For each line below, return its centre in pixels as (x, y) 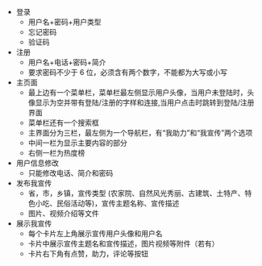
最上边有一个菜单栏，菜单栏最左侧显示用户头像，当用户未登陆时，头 (141, 92)
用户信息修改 (37, 163)
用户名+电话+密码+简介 (67, 62)
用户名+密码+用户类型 (65, 22)
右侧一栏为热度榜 (56, 153)
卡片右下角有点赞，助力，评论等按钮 (88, 254)
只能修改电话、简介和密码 (71, 173)
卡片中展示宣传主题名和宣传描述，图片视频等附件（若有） (123, 243)
